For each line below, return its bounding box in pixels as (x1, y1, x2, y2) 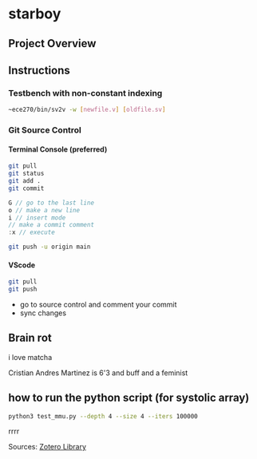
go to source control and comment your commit (19, 299, 177, 309)
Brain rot (8, 331, 52, 345)
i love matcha (8, 352, 53, 362)
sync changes (19, 308, 66, 318)
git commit (8, 184, 45, 192)
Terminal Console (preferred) (8, 144, 108, 154)
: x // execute (8, 228, 56, 236)
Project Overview (8, 37, 97, 50)
